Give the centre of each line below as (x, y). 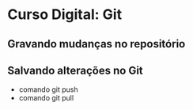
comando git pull (46, 98)
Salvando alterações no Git (75, 70)
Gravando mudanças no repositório (96, 44)
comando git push (48, 89)
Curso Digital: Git (65, 15)
